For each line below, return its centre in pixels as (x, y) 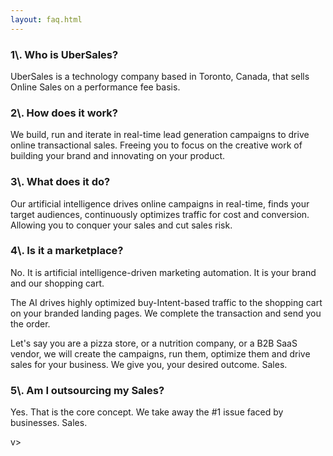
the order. (30, 323)
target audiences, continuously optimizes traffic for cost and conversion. (160, 214)
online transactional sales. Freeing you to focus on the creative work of (156, 145)
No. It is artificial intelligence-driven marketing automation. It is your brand (163, 272)
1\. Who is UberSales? (64, 54)
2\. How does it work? (64, 113)
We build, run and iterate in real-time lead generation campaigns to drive (160, 135)
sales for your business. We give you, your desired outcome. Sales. (149, 364)
